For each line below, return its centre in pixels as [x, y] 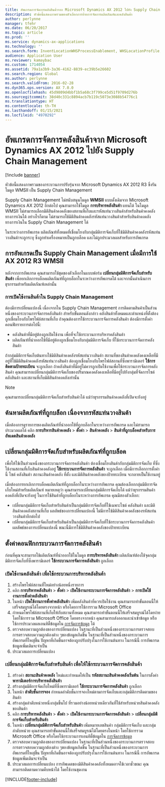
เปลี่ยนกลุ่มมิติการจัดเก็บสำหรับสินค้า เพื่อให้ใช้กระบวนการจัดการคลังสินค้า [73, 664]
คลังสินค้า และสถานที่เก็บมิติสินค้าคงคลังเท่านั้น [42, 377]
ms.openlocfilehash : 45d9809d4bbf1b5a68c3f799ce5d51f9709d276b [71, 92]
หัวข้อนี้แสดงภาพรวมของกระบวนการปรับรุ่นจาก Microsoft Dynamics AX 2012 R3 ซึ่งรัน [81, 184]
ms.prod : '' [17, 37]
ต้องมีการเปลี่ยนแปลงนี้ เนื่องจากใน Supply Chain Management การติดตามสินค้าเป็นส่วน [81, 308]
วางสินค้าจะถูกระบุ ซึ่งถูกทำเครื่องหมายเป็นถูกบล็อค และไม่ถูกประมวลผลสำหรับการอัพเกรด [77, 237]
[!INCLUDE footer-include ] [31, 779]
